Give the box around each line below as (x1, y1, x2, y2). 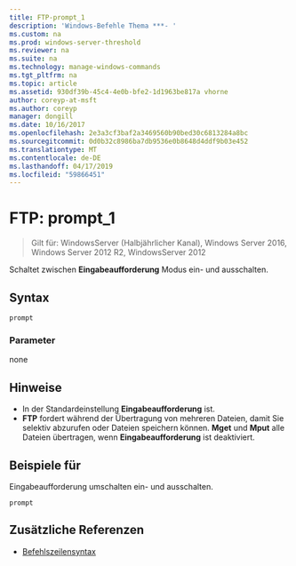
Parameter (9, 334, 56, 347)
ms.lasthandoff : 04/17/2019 (9, 162, 114, 171)
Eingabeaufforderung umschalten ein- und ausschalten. (9, 481, 213, 491)
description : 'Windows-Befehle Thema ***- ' (9, 21, 177, 30)
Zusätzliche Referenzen (9, 522, 145, 538)
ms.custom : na (9, 29, 62, 38)
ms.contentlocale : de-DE (9, 153, 101, 163)
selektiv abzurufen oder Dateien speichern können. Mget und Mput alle (21, 423, 285, 434)
